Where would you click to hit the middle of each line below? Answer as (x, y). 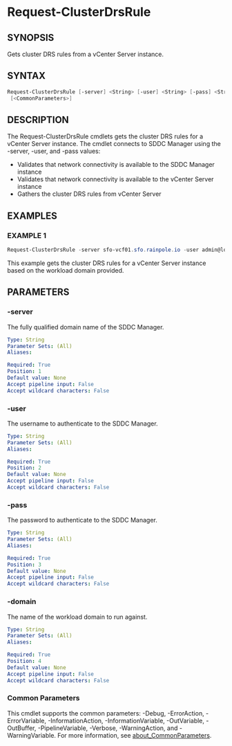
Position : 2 (24, 468)
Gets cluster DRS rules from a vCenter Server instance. (86, 54)
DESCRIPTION (38, 119)
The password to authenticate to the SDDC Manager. (82, 520)
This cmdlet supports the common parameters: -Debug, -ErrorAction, (106, 713)
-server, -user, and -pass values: (54, 151)
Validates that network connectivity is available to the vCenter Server (115, 179)
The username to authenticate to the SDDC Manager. (83, 424)
